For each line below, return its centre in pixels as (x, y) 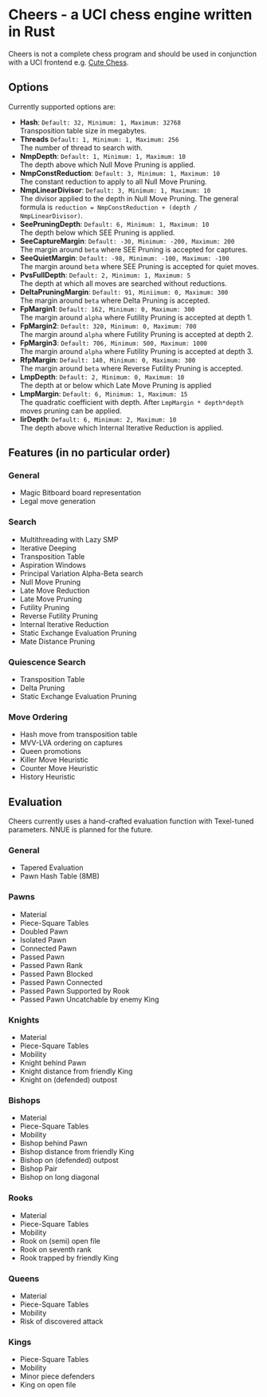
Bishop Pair (39, 1169)
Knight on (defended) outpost (69, 1080)
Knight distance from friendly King (76, 1071)
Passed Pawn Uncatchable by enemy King (89, 999)
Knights (24, 1020)
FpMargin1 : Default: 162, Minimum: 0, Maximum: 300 (107, 308)
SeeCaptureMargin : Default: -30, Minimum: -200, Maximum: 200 (127, 240)
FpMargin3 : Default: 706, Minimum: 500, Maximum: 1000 (113, 343)
